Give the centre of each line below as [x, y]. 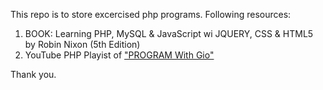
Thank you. [33, 74]
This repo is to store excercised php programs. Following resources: [151, 14]
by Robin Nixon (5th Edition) [82, 44]
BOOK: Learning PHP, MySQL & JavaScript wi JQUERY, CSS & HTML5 [169, 33]
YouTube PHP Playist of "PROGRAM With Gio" [119, 55]
